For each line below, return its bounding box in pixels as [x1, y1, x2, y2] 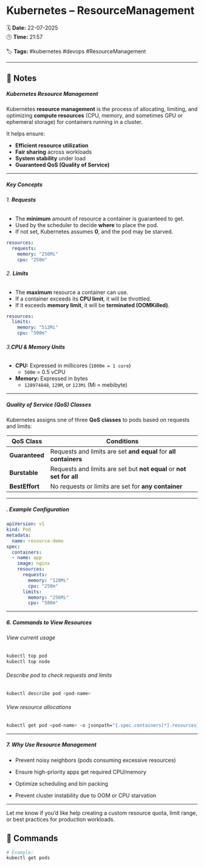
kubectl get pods [6, 855, 50, 861]
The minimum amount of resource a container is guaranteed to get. [15, 215, 185, 222]
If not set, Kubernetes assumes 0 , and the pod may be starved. [15, 228, 174, 235]
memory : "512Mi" [17, 324, 59, 331]
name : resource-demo [12, 538, 64, 544]
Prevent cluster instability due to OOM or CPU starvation [15, 792, 157, 799]
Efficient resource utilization [15, 142, 89, 149]
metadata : [6, 532, 32, 538]
